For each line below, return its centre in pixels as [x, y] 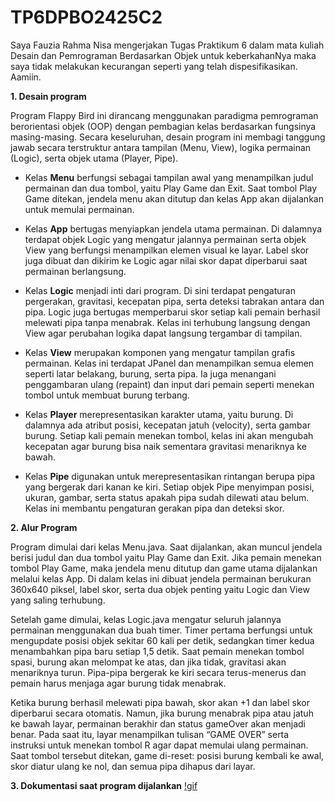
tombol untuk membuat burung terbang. [107, 395]
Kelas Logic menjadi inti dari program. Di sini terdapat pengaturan [160, 290]
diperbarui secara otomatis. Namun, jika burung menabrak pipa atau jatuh [162, 713]
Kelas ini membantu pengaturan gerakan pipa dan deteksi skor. [154, 508]
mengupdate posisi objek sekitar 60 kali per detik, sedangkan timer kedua [162, 640]
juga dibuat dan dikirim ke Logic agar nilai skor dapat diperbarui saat [166, 260]
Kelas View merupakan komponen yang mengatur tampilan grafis [160, 352]
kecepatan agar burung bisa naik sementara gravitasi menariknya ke [165, 446]
